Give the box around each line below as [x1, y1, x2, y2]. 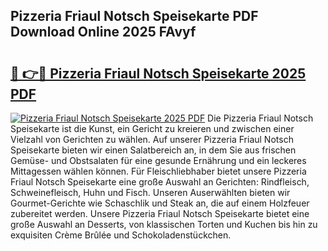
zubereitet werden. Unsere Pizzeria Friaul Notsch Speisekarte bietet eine [10, 208, 310, 219]
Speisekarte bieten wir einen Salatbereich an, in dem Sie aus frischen [10, 144, 297, 156]
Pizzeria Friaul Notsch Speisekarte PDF [10, 8, 259, 25]
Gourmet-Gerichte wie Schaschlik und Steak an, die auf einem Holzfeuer [10, 197, 310, 209]
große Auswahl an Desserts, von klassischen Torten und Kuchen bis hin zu [10, 219, 318, 230]
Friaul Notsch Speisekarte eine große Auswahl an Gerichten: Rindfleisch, [10, 176, 310, 188]
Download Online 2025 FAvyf [10, 24, 197, 41]
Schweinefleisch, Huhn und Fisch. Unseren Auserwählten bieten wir [10, 187, 291, 198]
